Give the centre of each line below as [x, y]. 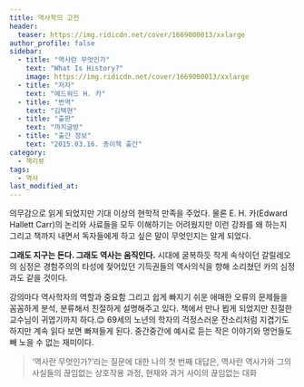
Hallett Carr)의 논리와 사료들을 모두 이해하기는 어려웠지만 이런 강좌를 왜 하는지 [148, 225]
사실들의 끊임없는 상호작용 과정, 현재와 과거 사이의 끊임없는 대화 [144, 373]
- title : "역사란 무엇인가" [64, 60]
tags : [20, 169]
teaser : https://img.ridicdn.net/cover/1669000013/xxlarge [132, 34]
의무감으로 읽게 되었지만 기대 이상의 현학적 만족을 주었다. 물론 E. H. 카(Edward [148, 213]
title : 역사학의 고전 [44, 18]
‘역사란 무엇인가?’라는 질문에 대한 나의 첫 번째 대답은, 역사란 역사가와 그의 [162, 362]
